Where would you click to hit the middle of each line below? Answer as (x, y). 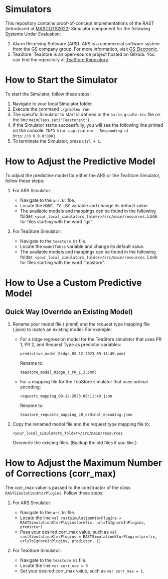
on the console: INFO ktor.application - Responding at (71, 130)
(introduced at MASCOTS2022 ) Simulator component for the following (78, 28)
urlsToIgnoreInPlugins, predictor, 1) (60, 541)
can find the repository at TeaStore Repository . (61, 59)
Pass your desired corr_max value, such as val (68, 532)
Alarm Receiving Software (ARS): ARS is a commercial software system (86, 43)
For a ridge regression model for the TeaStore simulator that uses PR (91, 339)
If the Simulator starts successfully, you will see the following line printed (88, 125)
